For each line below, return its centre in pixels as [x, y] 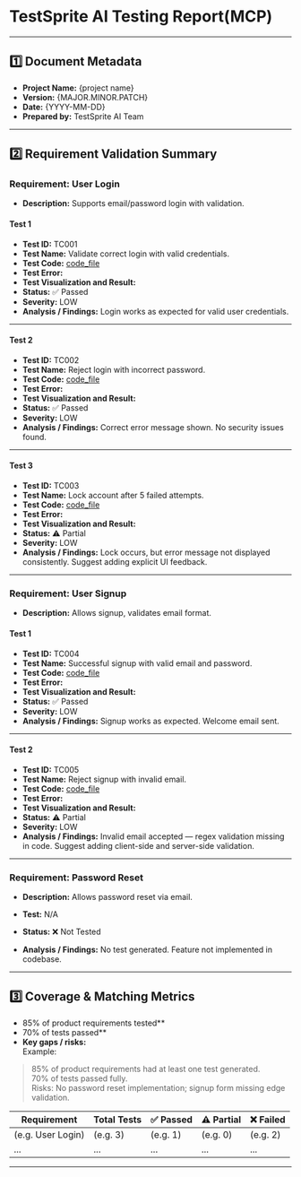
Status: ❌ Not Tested [61, 932]
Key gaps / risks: [54, 1042]
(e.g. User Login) [49, 1134]
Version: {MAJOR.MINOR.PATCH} [85, 97]
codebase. [42, 959]
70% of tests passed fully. [79, 1078]
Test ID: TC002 [51, 359]
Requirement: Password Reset [76, 878]
